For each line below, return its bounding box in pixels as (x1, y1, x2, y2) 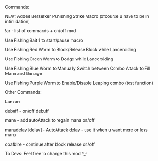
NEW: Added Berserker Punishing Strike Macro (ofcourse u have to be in (5, 14, 149, 19)
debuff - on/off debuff (5, 108, 49, 114)
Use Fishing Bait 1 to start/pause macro (5, 37, 83, 43)
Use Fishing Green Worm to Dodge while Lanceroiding (5, 56, 114, 62)
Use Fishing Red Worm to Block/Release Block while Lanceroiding (5, 47, 136, 52)
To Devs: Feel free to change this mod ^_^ (5, 151, 87, 156)
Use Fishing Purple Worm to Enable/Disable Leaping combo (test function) (5, 80, 154, 86)
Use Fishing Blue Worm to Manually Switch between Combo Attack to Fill (5, 65, 151, 71)
